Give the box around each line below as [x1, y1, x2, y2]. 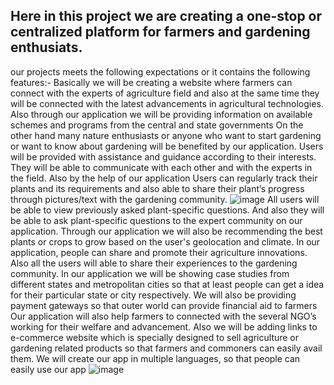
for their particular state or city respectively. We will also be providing [10, 289, 297, 301]
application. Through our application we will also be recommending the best [10, 225, 323, 237]
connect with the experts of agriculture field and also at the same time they [10, 87, 320, 99]
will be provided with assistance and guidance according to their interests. [10, 150, 317, 163]
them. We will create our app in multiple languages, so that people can [10, 352, 301, 364]
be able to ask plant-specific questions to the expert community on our [10, 214, 303, 226]
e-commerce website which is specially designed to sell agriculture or [10, 331, 300, 343]
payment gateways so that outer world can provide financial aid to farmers [10, 299, 318, 311]
